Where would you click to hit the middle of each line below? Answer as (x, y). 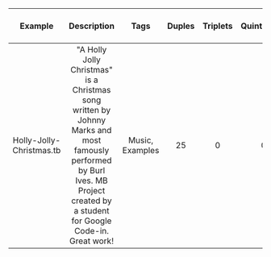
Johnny (92, 120)
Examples (141, 150)
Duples (181, 26)
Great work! (92, 241)
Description (92, 26)
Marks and (92, 130)
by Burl (92, 170)
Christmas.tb (37, 150)
